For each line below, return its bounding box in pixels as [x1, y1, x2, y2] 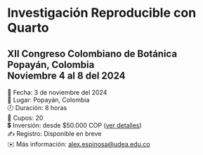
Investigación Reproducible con [7, 5, 197, 21]
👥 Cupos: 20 [7, 114, 44, 122]
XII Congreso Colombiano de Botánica [7, 48, 178, 60]
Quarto [7, 20, 49, 36]
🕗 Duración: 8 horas [7, 104, 67, 112]
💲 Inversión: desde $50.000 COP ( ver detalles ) [7, 121, 142, 129]
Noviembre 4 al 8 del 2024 [7, 69, 126, 81]
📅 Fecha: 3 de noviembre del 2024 [7, 88, 107, 96]
